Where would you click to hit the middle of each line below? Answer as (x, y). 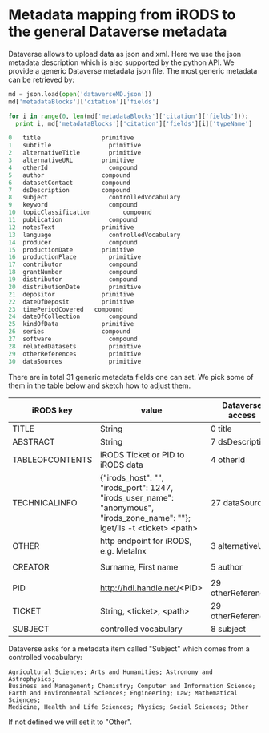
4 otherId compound (73, 167)
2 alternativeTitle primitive (75, 153)
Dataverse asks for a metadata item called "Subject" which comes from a (129, 648)
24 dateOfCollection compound (73, 317)
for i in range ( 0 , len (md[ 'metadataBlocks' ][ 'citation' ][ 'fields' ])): (128, 116)
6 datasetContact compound (69, 183)
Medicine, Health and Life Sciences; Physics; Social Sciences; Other (128, 707)
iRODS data (121, 465)
